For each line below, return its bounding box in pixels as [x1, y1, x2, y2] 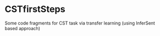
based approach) [5, 25, 41, 31]
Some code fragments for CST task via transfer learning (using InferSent [5, 20, 155, 26]
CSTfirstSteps [5, 3, 66, 15]
